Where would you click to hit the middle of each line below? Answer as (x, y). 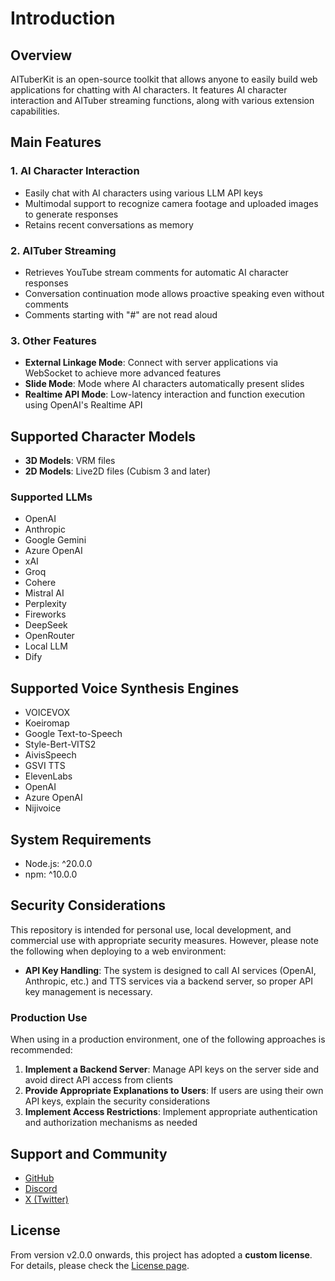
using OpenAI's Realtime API (83, 405)
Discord (41, 1188)
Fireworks (45, 614)
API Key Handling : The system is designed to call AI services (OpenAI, (170, 970)
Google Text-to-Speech (73, 734)
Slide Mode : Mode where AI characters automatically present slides (164, 384)
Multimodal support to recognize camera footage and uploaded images (171, 203)
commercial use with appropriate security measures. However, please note (164, 940)
